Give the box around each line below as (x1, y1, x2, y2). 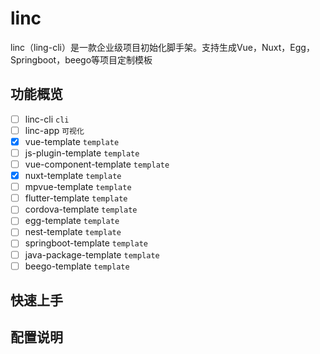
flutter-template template (24, 192, 128, 204)
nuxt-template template (24, 170, 122, 182)
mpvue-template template (24, 181, 132, 193)
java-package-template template (24, 248, 160, 261)
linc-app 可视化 (24, 124, 85, 136)
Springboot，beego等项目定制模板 (10, 53, 153, 66)
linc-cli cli (24, 113, 70, 125)
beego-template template (24, 260, 130, 272)
